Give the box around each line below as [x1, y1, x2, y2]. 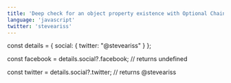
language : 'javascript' [7, 16, 76, 23]
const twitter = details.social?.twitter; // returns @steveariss [7, 68, 177, 76]
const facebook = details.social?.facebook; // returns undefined [7, 55, 188, 63]
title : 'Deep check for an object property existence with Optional [7, 10, 208, 17]
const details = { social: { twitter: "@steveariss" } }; [7, 42, 152, 50]
